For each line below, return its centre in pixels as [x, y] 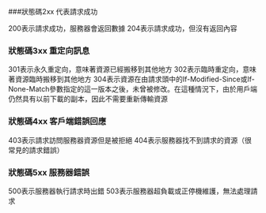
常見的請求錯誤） [36, 150]
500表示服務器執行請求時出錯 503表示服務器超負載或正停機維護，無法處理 [129, 191]
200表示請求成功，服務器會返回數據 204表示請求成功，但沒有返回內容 [123, 28]
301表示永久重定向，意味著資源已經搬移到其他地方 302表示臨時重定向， [125, 69]
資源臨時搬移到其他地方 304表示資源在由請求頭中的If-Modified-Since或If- [135, 79]
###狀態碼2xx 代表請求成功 [53, 11]
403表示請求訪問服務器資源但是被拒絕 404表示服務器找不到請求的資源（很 [130, 140]
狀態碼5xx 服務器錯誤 [49, 172]
